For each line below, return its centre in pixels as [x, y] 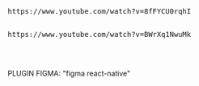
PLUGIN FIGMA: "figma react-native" [69, 73]
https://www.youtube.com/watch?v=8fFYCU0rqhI [99, 11]
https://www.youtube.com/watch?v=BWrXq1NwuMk [99, 34]
